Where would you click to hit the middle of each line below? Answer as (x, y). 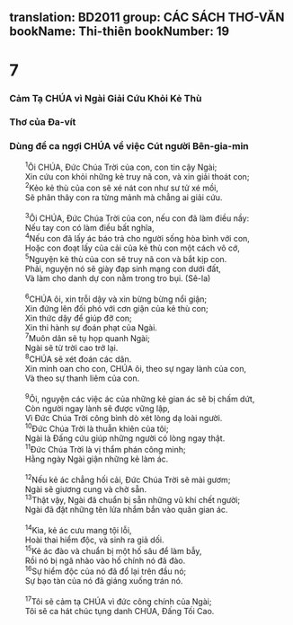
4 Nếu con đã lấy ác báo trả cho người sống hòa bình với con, (138, 238)
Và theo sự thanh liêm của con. (83, 378)
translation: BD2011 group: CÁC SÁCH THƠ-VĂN (147, 18)
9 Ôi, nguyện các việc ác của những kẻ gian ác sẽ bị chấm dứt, (140, 398)
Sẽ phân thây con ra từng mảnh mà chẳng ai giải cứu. (124, 198)
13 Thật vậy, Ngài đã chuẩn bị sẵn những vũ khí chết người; (133, 499)
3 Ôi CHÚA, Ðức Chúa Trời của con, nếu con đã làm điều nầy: (138, 217)
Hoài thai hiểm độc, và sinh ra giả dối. (95, 540)
